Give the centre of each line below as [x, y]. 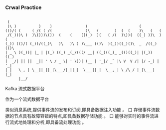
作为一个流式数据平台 [27, 99]
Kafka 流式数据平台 [25, 89]
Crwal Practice [23, 7]
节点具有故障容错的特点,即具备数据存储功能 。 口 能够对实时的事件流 [84, 116]
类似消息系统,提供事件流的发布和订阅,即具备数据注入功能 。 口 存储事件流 [80, 110]
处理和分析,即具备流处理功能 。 [54, 122]
